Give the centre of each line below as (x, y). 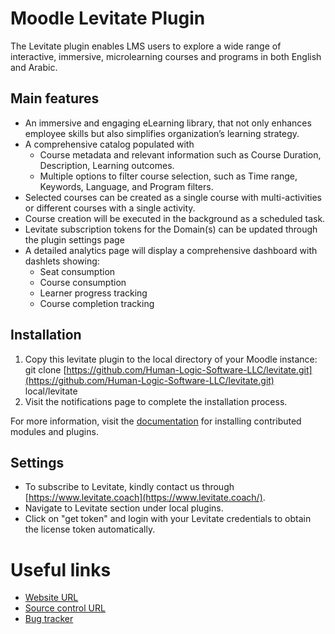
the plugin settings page (74, 239)
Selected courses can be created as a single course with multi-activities (173, 197)
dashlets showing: (62, 261)
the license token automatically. (90, 529)
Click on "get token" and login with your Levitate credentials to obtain (168, 519)
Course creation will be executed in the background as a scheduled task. (175, 218)
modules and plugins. (54, 431)
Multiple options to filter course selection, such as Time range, (168, 176)
